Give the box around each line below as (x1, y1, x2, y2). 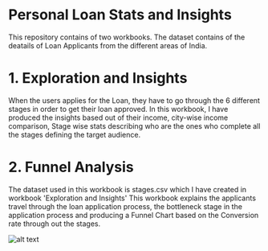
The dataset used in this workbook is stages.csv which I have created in (8, 184, 247, 194)
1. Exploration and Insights (8, 69, 188, 88)
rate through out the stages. (8, 219, 101, 228)
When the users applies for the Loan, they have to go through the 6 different (8, 95, 261, 105)
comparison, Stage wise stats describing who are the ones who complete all (8, 121, 261, 130)
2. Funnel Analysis (8, 158, 134, 176)
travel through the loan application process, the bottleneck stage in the (8, 201, 243, 211)
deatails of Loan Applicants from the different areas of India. (8, 40, 208, 50)
